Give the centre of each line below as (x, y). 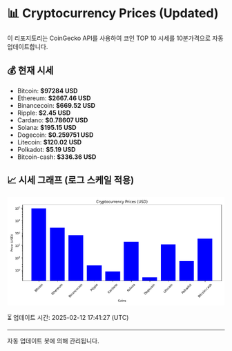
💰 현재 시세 (30, 71)
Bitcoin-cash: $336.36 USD (57, 157)
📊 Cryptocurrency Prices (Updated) (113, 13)
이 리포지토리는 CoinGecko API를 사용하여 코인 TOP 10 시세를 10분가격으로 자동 (115, 38)
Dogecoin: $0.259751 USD (55, 135)
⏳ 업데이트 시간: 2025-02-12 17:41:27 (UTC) (68, 317)
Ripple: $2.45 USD (44, 113)
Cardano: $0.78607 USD (52, 120)
